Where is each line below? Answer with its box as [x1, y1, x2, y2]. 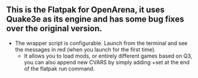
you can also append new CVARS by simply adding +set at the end [23, 58, 190, 65]
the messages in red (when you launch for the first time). [14, 46, 156, 53]
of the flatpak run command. [23, 65, 95, 72]
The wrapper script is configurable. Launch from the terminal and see [14, 39, 188, 47]
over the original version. [6, 23, 102, 34]
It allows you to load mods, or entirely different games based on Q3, [23, 52, 193, 59]
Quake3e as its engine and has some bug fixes [6, 14, 185, 25]
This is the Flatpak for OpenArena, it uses [6, 5, 165, 15]
